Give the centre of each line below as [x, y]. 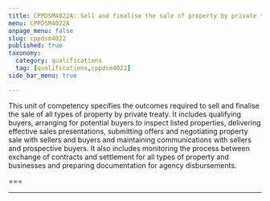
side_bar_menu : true [43, 76]
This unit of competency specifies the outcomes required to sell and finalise [134, 105]
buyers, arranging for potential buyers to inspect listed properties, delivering [135, 122]
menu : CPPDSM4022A [39, 23]
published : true [35, 46]
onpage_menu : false [41, 31]
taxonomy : [25, 53]
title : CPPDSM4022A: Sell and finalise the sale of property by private [133, 16]
